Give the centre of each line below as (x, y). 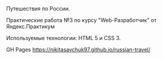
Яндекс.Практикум (31, 27)
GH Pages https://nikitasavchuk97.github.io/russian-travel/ (79, 49)
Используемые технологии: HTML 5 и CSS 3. (64, 38)
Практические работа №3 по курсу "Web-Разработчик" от (81, 20)
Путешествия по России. (38, 9)
